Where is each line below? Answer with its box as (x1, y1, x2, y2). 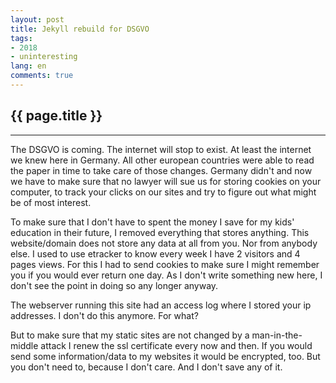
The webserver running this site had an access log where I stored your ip (10, 299, 312, 311)
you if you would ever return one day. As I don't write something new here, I (10, 269, 323, 281)
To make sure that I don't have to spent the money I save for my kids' (10, 216, 295, 228)
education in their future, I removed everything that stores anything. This (10, 226, 310, 238)
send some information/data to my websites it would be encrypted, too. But (10, 350, 321, 362)
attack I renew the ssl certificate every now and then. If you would (40, 339, 313, 351)
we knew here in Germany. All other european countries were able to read (10, 154, 315, 166)
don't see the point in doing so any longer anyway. (10, 279, 219, 291)
